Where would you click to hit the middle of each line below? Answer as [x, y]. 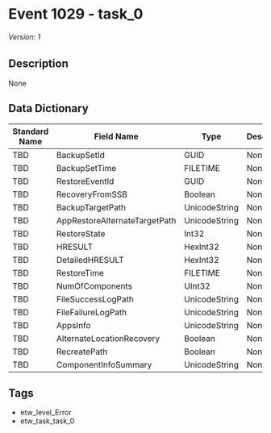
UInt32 [198, 285]
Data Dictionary [48, 108]
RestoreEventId [85, 181]
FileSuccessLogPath [95, 299]
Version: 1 [25, 36]
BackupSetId [80, 155]
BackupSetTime [86, 168]
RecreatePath [82, 352]
